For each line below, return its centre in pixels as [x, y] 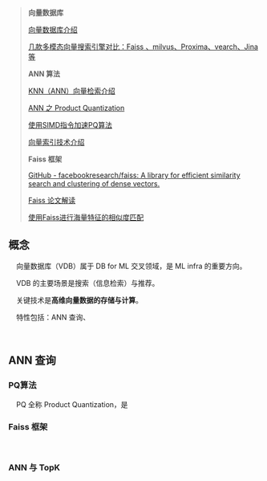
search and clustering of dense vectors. [94, 183]
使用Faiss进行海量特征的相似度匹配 [86, 217]
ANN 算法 [44, 74]
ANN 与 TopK [34, 467]
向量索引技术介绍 [56, 142]
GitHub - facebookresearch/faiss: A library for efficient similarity [134, 175]
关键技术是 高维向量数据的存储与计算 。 [79, 300]
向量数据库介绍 [53, 30]
